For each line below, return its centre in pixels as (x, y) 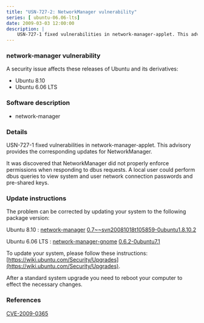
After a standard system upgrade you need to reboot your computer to (94, 278)
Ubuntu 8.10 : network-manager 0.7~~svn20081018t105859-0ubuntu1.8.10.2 (101, 230)
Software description (38, 103)
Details (17, 132)
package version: (28, 218)
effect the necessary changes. (45, 284)
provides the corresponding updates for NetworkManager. (80, 152)
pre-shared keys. (28, 183)
